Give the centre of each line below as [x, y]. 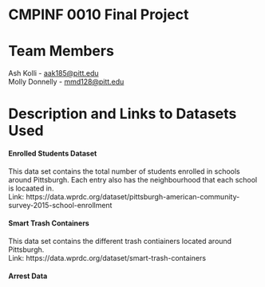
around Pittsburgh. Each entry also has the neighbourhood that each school [133, 179]
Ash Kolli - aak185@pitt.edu [53, 73]
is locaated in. [31, 188]
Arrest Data [28, 276]
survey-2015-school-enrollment [60, 205]
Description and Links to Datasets [123, 114]
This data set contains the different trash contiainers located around [120, 241]
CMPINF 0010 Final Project [99, 15]
